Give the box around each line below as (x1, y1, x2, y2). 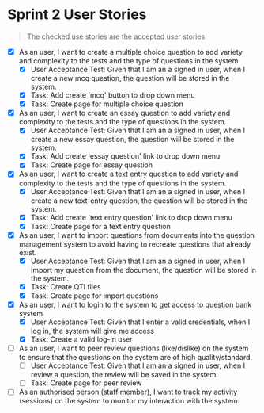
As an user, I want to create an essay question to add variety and (18, 109, 231, 118)
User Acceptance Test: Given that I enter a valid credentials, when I (30, 317, 251, 327)
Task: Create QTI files (30, 281, 101, 291)
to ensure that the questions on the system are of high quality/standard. (18, 353, 253, 362)
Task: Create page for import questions (30, 291, 159, 300)
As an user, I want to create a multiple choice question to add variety (18, 47, 243, 56)
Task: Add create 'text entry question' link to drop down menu (30, 212, 232, 222)
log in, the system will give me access (30, 327, 155, 336)
